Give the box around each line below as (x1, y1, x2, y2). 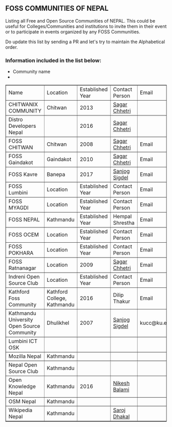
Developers (8, 123, 36, 130)
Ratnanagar (8, 264, 37, 271)
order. (5, 44, 18, 50)
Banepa (47, 171, 66, 178)
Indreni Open (8, 273, 40, 280)
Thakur (113, 298, 131, 305)
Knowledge (8, 383, 36, 390)
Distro (8, 116, 23, 123)
